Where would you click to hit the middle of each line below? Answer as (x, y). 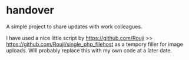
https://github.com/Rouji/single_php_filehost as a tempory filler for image (95, 44)
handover (30, 10)
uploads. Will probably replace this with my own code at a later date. (89, 50)
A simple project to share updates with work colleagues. (74, 26)
